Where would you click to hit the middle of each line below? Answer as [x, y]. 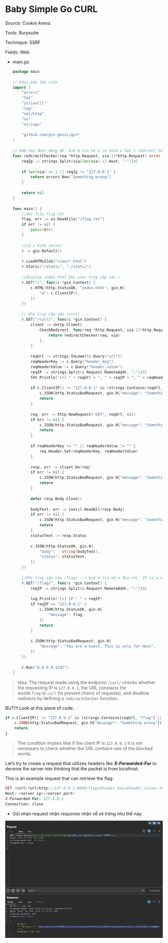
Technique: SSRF [23, 42]
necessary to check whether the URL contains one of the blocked [85, 748]
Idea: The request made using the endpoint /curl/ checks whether [86, 682]
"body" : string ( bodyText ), [70, 551]
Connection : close [24, 804]
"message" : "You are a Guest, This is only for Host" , [98, 646]
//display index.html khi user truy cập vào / [71, 277]
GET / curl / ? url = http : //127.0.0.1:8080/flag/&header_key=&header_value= [81, 788]
